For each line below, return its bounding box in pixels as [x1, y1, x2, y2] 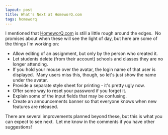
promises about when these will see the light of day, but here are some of [5, 35, 157, 41]
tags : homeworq [5, 16, 37, 21]
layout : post [5, 7, 33, 12]
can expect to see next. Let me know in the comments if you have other [5, 118, 155, 125]
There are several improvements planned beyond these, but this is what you [5, 113, 162, 119]
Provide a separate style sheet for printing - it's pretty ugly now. [12, 82, 145, 88]
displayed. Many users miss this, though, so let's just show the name [12, 72, 156, 78]
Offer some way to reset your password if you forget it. [12, 88, 127, 94]
